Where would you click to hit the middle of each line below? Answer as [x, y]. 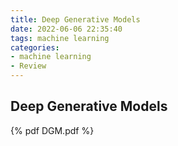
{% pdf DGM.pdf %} [52, 130]
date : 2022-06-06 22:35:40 [66, 29]
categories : [35, 47]
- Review [28, 66]
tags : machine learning [60, 38]
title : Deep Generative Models [75, 19]
